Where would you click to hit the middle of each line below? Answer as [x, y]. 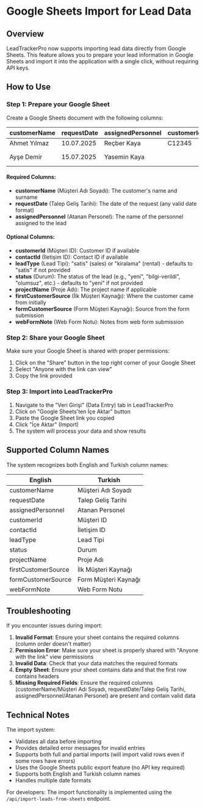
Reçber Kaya [122, 143]
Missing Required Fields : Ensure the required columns [84, 683]
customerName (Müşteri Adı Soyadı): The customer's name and [96, 190]
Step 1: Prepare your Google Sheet [58, 104]
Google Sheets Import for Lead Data [99, 11]
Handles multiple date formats [53, 781]
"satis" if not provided [43, 270]
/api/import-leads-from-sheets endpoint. [59, 799]
